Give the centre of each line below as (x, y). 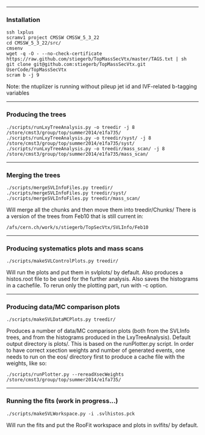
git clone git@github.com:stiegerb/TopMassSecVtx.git (76, 65)
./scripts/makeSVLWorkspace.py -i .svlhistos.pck (71, 414)
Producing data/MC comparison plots (63, 307)
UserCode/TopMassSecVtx (37, 70)
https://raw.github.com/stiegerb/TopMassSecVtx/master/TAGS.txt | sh (97, 59)
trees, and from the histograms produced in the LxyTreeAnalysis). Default (99, 337)
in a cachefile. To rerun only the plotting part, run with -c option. (87, 285)
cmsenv (15, 49)
